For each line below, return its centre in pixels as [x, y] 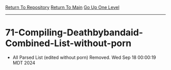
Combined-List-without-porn [68, 43]
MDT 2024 [24, 62]
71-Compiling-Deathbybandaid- [74, 33]
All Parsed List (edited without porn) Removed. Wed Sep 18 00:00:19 [84, 57]
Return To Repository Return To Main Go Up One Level [62, 7]
